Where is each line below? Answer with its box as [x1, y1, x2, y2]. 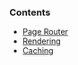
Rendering [22, 36, 61, 46]
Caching [22, 45, 54, 56]
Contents [9, 6, 51, 19]
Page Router [22, 27, 69, 37]
